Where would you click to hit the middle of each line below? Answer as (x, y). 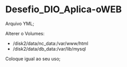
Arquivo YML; (20, 24)
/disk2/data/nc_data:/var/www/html (50, 43)
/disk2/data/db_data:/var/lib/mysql (49, 49)
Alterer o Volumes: (25, 33)
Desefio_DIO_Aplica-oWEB (63, 9)
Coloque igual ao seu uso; (33, 59)
